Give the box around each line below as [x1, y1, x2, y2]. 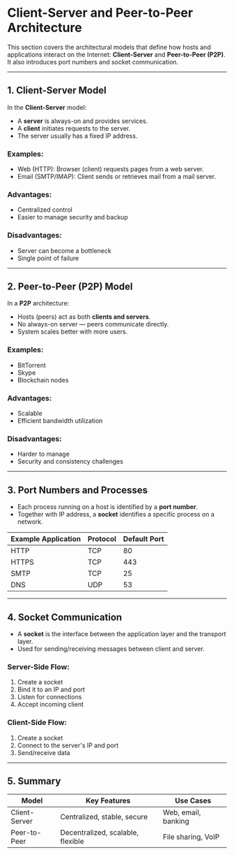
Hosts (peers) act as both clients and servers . [17, 312, 151, 321]
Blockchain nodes [17, 375, 69, 384]
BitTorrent [17, 361, 47, 369]
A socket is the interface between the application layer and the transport [17, 629, 226, 638]
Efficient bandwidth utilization [17, 417, 103, 425]
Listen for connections [17, 693, 82, 701]
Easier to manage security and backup [17, 213, 128, 222]
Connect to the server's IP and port [17, 741, 119, 749]
